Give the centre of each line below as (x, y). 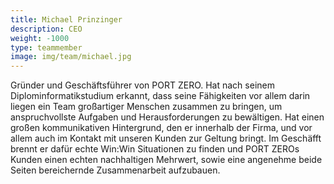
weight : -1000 (40, 38)
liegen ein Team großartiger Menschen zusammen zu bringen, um (146, 107)
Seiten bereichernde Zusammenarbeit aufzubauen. (115, 170)
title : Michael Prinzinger (66, 19)
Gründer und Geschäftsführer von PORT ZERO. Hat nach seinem (142, 85)
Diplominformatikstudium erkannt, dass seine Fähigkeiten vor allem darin (160, 96)
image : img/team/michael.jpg (71, 57)
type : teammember (46, 47)
